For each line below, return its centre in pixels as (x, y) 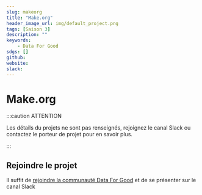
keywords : (19, 40)
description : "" (27, 35)
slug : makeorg (24, 12)
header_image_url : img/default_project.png (63, 23)
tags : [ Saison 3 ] (28, 29)
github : (16, 57)
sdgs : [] (17, 52)
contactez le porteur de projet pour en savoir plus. (70, 134)
